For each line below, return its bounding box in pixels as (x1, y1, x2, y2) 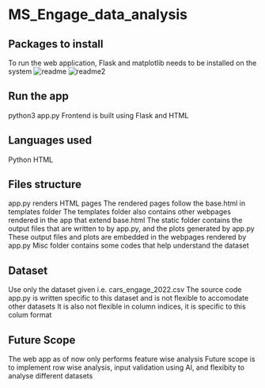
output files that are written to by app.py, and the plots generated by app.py (8, 224, 255, 233)
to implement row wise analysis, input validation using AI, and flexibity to (8, 363, 245, 372)
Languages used (8, 133, 93, 148)
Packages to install (8, 37, 104, 51)
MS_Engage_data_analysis (8, 6, 188, 24)
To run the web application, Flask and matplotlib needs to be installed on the (8, 58, 257, 67)
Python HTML (8, 155, 54, 164)
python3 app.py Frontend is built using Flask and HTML (8, 110, 189, 120)
